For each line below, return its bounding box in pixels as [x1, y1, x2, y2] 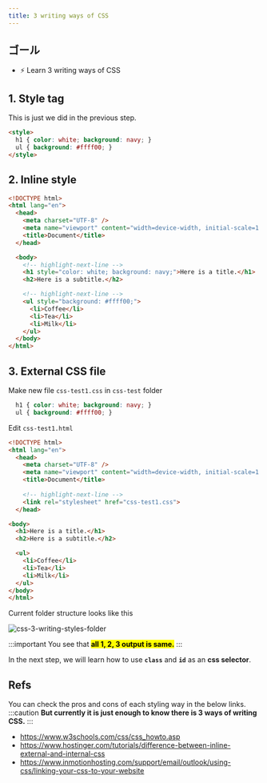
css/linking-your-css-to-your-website [19, 766, 145, 776]
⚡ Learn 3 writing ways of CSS [19, 66, 122, 75]
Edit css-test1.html [8, 423, 74, 432]
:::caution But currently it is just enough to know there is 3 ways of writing [8, 708, 257, 717]
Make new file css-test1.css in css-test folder [8, 386, 163, 395]
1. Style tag [8, 91, 65, 105]
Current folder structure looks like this [8, 608, 133, 618]
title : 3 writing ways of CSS [8, 11, 110, 20]
